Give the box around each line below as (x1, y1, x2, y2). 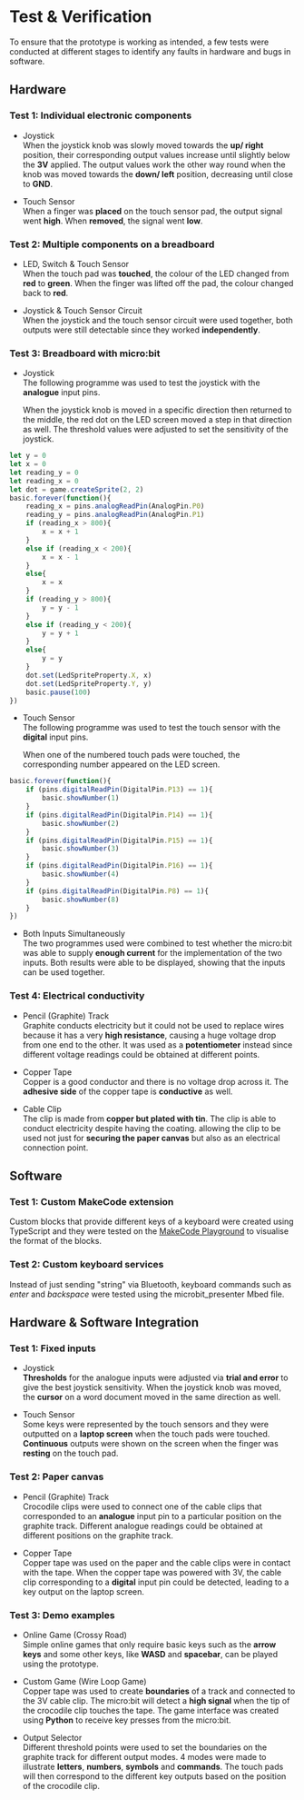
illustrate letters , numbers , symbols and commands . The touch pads (22, 1761, 284, 1772)
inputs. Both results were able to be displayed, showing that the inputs (22, 957, 286, 969)
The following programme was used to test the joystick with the (22, 377, 260, 388)
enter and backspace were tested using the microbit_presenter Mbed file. (9, 1288, 285, 1299)
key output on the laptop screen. (22, 1586, 145, 1596)
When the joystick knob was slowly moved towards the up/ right (22, 139, 264, 151)
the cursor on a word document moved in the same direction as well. (22, 1392, 281, 1403)
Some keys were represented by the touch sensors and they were (22, 1419, 270, 1430)
